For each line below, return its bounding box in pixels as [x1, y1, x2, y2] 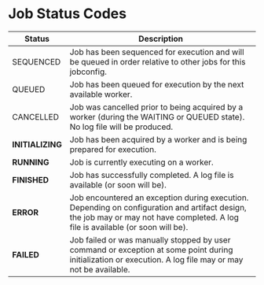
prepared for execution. [69, 143, 157, 154]
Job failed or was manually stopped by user [69, 234, 231, 245]
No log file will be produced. [69, 121, 174, 132]
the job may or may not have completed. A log [69, 212, 240, 223]
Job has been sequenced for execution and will [69, 46, 245, 57]
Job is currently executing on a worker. [69, 157, 214, 168]
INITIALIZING [12, 139, 63, 150]
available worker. [69, 88, 133, 99]
